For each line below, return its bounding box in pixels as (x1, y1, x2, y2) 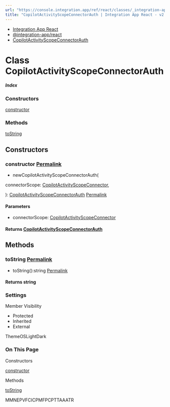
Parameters (5, 203, 30, 209)
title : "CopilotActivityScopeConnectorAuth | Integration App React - (5, 12, 157, 17)
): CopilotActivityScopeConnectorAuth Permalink (5, 192, 107, 198)
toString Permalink (5, 256, 53, 263)
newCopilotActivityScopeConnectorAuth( (12, 172, 99, 178)
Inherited (12, 318, 32, 324)
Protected (12, 313, 33, 319)
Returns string (5, 279, 36, 285)
